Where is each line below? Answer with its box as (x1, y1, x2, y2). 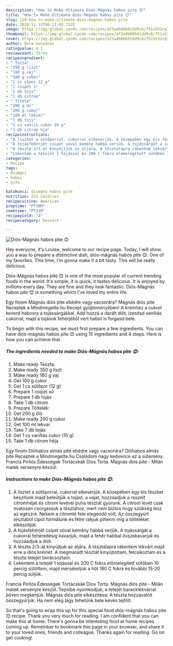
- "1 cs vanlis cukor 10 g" (6, 122, 66, 128)
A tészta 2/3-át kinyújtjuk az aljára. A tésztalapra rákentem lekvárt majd (13, 544, 165, 550)
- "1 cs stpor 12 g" (6, 79, 50, 84)
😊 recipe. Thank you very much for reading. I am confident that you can (6, 613, 159, 619)
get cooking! (6, 635, 33, 641)
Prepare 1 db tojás (13, 394, 52, 400)
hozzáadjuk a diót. (13, 538, 53, 545)
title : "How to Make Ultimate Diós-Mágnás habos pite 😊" (6, 12, 132, 18)
